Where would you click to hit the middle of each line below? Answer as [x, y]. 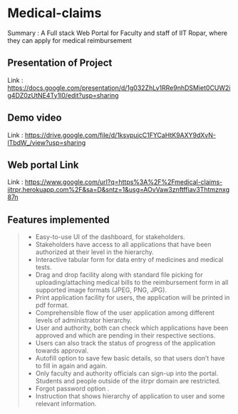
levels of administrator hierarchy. [84, 320]
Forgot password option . [72, 389]
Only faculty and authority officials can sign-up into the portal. [127, 373]
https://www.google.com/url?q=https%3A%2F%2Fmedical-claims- [124, 182]
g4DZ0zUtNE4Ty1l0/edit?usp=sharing [63, 95]
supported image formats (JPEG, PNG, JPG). [101, 290]
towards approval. [62, 350]
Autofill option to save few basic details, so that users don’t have [130, 358]
